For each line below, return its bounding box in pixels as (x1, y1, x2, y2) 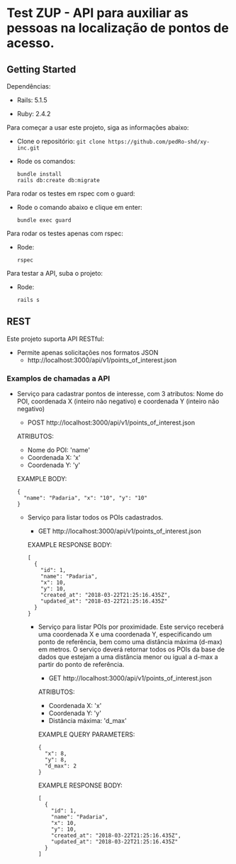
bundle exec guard (16, 217, 72, 224)
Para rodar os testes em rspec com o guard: (6, 189, 135, 198)
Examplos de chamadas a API (6, 374, 111, 383)
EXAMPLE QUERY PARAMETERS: (38, 730, 135, 739)
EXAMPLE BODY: (16, 475, 67, 483)
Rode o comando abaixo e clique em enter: (16, 203, 142, 211)
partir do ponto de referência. (38, 661, 125, 669)
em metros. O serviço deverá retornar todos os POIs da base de (38, 645, 225, 653)
